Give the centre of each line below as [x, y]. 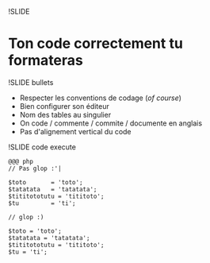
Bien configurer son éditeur [64, 106]
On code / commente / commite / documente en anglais [111, 123]
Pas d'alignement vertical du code [76, 131]
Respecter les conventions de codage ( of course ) [101, 98]
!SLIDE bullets [31, 82]
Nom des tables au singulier [65, 114]
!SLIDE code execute [42, 147]
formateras [46, 61]
